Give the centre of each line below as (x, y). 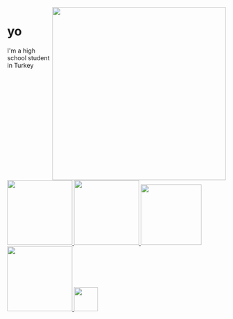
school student (28, 57)
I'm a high (21, 51)
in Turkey (20, 65)
